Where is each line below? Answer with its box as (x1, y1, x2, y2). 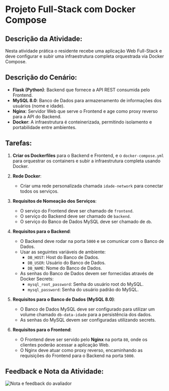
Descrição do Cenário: (5, 73, 77, 82)
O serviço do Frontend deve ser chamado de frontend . (20, 207, 134, 213)
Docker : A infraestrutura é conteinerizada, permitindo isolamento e (12, 119, 152, 125)
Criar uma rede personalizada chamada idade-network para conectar (20, 183, 163, 189)
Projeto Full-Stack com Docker (5, 4, 136, 15)
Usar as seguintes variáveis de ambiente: (20, 249, 106, 255)
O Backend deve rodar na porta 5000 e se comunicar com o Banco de (20, 238, 164, 244)
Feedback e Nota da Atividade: (5, 367, 104, 376)
